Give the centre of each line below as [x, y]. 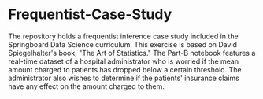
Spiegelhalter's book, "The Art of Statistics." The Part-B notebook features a [132, 53]
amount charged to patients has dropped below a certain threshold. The [125, 69]
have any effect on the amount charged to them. [87, 86]
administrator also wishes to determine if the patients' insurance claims [124, 78]
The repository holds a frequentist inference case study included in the [123, 36]
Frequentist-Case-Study [90, 15]
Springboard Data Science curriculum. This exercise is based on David [123, 44]
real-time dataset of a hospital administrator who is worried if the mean [123, 61]
